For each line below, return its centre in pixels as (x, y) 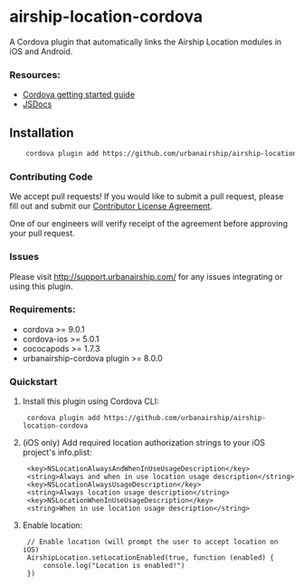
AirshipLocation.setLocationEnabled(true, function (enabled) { (150, 558)
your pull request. (42, 234)
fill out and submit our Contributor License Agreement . (111, 207)
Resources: (35, 74)
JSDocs (37, 104)
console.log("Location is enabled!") (114, 566)
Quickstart (33, 381)
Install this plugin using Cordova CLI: (91, 401)
